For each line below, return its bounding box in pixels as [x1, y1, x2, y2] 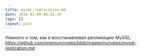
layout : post [5, 21, 32, 26]
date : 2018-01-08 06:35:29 [5, 12, 61, 17]
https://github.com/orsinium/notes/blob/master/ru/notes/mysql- [5, 40, 136, 46]
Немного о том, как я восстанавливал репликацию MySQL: [5, 35, 132, 41]
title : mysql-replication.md [5, 7, 66, 12]
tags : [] [5, 16, 23, 21]
